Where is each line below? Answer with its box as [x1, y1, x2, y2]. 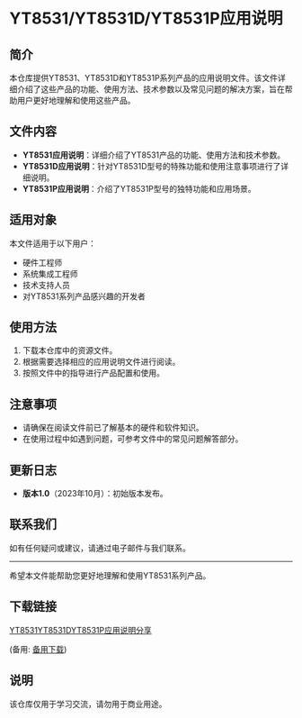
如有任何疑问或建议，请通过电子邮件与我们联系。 [9, 542, 191, 553]
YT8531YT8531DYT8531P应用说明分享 [9, 624, 152, 635]
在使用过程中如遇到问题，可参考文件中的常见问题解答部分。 [22, 433, 244, 444]
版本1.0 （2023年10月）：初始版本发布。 [22, 488, 168, 499]
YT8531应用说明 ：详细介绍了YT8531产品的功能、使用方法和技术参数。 [22, 150, 286, 160]
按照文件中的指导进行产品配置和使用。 [22, 368, 164, 378]
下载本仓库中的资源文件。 [22, 345, 118, 356]
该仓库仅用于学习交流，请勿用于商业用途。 [9, 698, 167, 709]
